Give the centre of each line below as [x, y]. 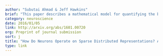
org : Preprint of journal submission [43, 32]
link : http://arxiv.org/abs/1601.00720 [45, 28]
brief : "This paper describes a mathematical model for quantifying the [80, 14]
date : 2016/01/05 [23, 23]
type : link [16, 46]
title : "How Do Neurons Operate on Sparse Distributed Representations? [80, 41]
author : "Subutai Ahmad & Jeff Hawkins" [47, 9]
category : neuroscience [29, 19]
